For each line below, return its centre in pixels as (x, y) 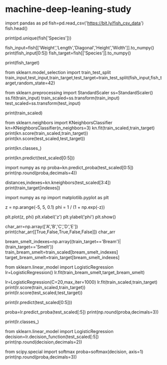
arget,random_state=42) (30, 83)
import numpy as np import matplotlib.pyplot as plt (57, 197)
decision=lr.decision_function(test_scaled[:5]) (52, 337)
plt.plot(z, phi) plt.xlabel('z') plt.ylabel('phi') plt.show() (61, 217)
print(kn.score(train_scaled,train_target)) (47, 133)
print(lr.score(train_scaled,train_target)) (45, 287)
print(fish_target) (22, 62)
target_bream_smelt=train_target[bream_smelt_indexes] (62, 257)
